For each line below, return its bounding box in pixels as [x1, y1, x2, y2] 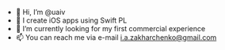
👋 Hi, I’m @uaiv [15, 8, 66, 16]
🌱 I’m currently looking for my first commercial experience [15, 24, 206, 33]
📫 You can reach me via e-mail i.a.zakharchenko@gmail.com [15, 33, 217, 42]
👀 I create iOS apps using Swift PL [15, 16, 128, 25]
